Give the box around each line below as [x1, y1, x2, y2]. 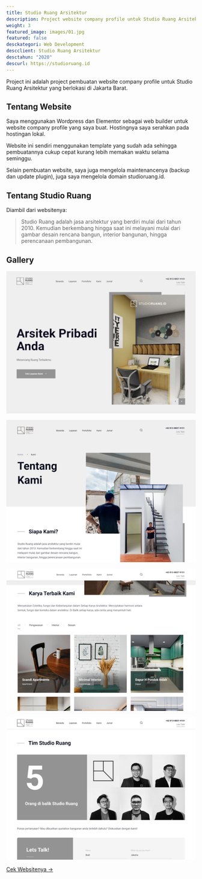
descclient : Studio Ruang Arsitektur [6, 48, 101, 54]
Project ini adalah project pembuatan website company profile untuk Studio [6, 78, 193, 85]
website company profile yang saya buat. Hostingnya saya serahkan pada [6, 124, 189, 131]
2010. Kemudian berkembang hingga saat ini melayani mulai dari [20, 225, 180, 232]
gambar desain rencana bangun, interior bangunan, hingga [20, 231, 167, 238]
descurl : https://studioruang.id [6, 60, 90, 66]
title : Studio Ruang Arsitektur [6, 10, 87, 16]
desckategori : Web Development [6, 42, 85, 48]
